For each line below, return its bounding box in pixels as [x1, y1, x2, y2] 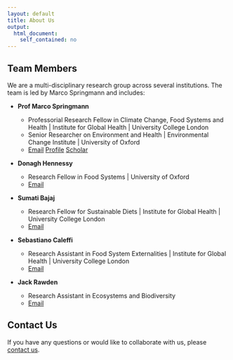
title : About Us [7, 17, 55, 24]
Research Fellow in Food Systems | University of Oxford [27, 173, 189, 181]
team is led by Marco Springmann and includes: [7, 88, 145, 97]
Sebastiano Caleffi [17, 236, 73, 244]
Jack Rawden [17, 278, 58, 286]
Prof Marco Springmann [17, 102, 89, 110]
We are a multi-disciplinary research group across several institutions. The [7, 81, 222, 89]
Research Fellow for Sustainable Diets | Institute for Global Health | [27, 207, 221, 215]
